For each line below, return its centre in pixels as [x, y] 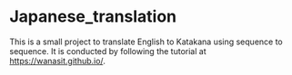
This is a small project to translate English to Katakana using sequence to [146, 42]
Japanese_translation [93, 17]
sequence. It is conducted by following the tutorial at [108, 51]
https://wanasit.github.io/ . [58, 61]
